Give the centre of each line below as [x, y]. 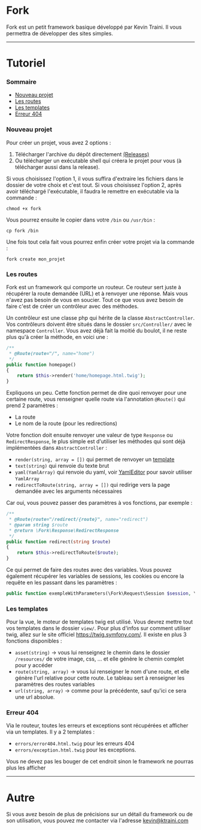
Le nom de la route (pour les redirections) [66, 423]
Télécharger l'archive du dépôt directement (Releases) [82, 154]
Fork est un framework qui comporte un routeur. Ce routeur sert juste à [94, 287]
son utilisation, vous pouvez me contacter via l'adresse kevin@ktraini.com [97, 820]
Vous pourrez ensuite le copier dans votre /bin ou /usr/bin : [81, 220]
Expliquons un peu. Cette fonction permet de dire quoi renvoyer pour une [96, 393]
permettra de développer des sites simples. [60, 33]
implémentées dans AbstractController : [57, 448]
